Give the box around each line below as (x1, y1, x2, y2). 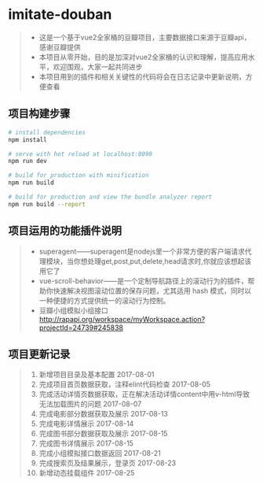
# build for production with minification (8, 172, 149, 180)
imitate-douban (8, 6, 112, 24)
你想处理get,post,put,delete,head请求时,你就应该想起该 (73, 256, 252, 265)
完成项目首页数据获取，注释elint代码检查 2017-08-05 (38, 379, 210, 389)
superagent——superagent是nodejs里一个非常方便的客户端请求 (38, 246, 246, 256)
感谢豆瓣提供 (38, 42, 81, 52)
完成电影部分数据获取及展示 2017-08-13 (38, 409, 169, 419)
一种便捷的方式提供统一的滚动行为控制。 (38, 295, 170, 305)
